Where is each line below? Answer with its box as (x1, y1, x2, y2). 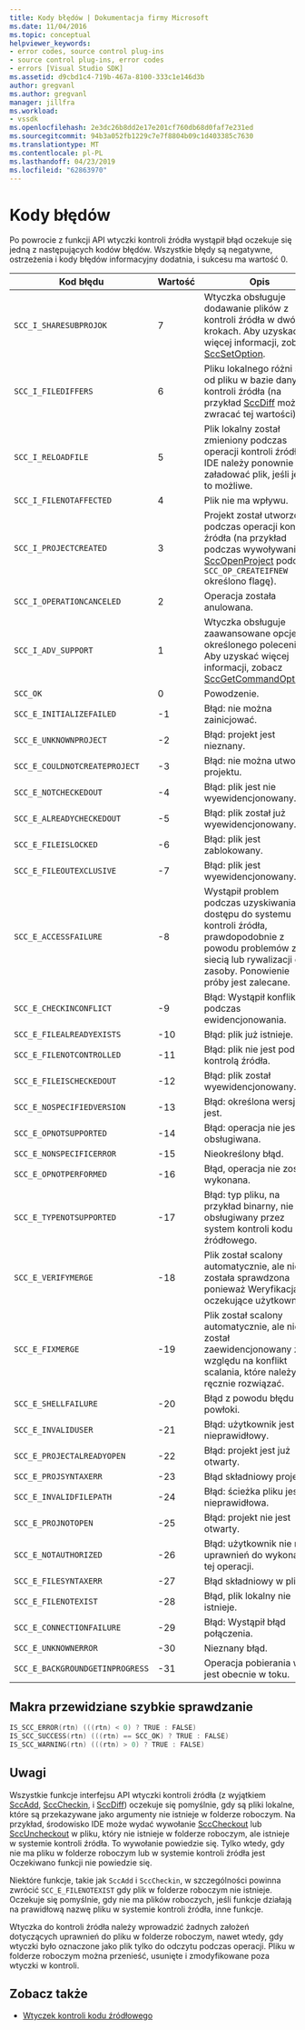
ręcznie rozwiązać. (203, 1377, 284, 1390)
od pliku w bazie (203, 374, 274, 386)
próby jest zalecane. (203, 976, 290, 989)
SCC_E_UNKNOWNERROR (14, 1643, 98, 1654)
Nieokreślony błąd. (203, 1147, 284, 1160)
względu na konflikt (203, 1355, 288, 1367)
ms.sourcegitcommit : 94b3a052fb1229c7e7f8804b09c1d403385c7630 (9, 132, 254, 141)
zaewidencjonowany (203, 1343, 292, 1355)
